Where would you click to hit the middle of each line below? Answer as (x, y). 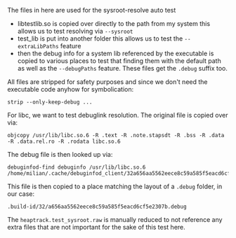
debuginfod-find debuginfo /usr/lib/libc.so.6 (77, 167)
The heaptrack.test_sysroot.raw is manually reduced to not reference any (115, 219)
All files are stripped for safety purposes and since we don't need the (107, 82)
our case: (21, 194)
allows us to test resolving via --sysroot (75, 31)
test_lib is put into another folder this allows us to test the (100, 38)
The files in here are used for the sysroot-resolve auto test (92, 10)
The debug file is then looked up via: (60, 154)
